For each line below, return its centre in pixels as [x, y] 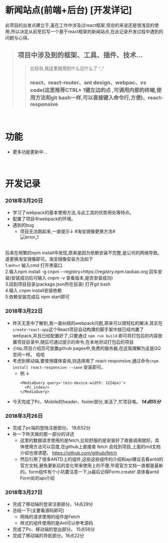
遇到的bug [23, 225]
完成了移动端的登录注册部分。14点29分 [53, 504]
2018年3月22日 [24, 311]
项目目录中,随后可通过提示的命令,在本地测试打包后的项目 [75, 342]
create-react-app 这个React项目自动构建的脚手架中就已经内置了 [78, 329]
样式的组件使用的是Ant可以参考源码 [57, 523]
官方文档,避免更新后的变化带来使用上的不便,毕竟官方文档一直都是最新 [92, 466]
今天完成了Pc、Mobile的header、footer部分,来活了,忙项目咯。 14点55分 [87, 401]
